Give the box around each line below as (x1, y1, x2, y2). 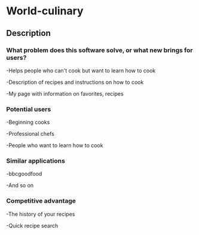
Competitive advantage (6, 197, 76, 205)
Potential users (6, 105, 51, 113)
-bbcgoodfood (6, 170, 42, 178)
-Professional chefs (6, 130, 55, 138)
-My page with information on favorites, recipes (6, 90, 124, 97)
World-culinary (6, 4, 84, 18)
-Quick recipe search (6, 222, 59, 229)
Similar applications (6, 157, 66, 165)
